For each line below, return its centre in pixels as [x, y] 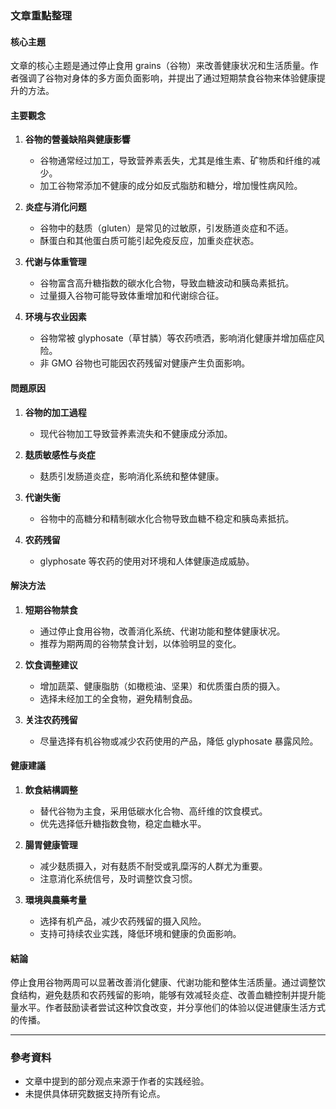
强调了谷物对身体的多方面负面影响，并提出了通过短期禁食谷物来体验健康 [167, 78]
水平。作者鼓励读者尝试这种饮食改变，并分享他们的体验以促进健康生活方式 [172, 1008]
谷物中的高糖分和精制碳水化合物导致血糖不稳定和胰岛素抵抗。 [167, 518]
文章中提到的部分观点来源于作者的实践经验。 [117, 1081]
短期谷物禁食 [51, 609]
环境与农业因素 [55, 317]
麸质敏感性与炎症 [60, 454]
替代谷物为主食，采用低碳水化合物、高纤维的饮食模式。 [153, 811]
